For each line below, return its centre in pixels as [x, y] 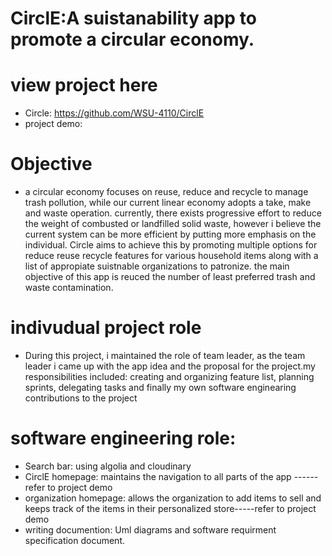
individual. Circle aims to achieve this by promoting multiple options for [171, 245]
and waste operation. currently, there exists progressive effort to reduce [173, 213]
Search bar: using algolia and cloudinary [108, 466]
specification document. [75, 540]
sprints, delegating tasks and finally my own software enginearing [160, 387]
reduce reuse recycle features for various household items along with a [171, 256]
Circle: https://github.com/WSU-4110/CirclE [114, 113]
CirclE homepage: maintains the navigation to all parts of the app [158, 476]
